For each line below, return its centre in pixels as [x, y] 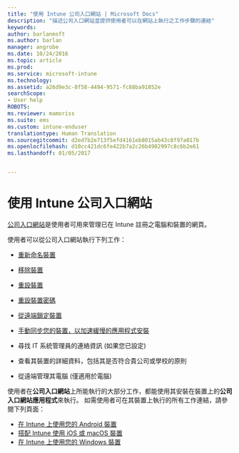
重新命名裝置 [36, 255]
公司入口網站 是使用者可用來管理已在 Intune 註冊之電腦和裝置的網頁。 [109, 224]
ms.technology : [30, 80]
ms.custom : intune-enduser [47, 127]
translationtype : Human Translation [62, 133]
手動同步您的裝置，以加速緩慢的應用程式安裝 [83, 330]
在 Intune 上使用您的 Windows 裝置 [69, 442]
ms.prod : [20, 67]
